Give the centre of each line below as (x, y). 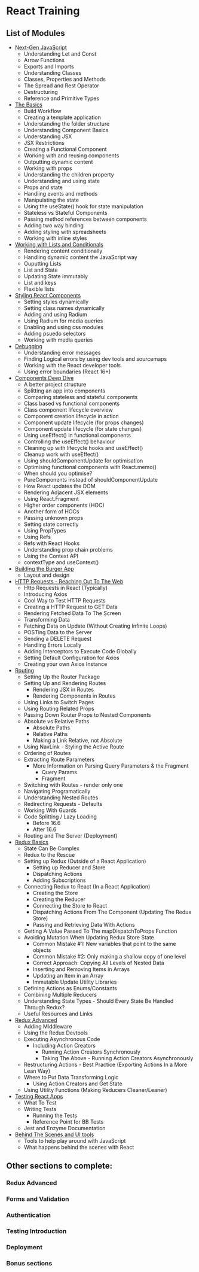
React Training (43, 11)
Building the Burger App (44, 569)
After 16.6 (45, 829)
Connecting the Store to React (70, 906)
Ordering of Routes (47, 753)
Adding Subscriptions (59, 880)
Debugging (29, 346)
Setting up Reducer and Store (69, 868)
